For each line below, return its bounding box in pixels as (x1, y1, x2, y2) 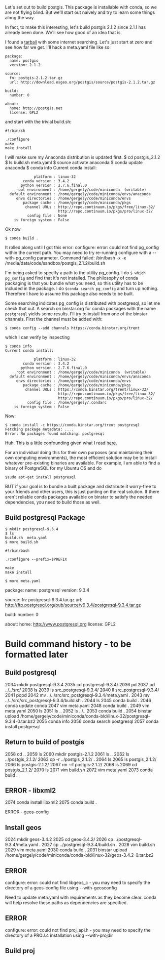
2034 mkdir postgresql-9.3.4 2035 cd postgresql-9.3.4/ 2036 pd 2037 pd (5, 681, 155, 687)
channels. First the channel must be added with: (5, 316, 103, 322)
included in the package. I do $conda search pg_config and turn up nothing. (5, 286, 159, 291)
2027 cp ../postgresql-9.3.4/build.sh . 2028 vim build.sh (41, 842, 155, 848)
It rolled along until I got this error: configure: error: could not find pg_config (5, 245, 159, 250)
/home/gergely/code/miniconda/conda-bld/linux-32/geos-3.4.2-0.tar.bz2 (5, 852, 154, 858)
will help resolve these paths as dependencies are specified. (5, 900, 128, 906)
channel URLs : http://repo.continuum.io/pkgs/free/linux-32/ (25, 205, 155, 209)
